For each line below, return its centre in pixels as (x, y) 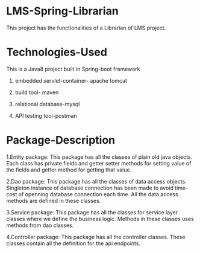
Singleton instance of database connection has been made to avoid (90, 188)
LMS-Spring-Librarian (62, 11)
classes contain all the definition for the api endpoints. (73, 243)
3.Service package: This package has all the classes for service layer (92, 212)
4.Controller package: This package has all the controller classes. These (96, 237)
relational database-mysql (47, 104)
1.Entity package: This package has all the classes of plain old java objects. (99, 157)
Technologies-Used (57, 52)
